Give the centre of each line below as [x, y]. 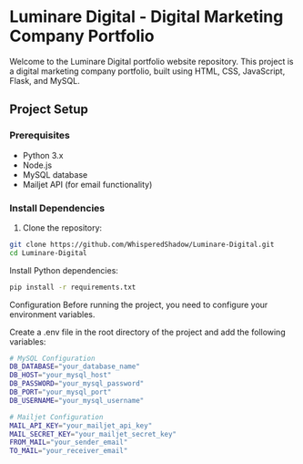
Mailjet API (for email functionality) [87, 184]
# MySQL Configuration [52, 358]
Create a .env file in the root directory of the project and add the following [147, 332]
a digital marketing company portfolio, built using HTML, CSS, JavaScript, [147, 71]
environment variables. [52, 314]
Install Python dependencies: [64, 270]
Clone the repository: [62, 227]
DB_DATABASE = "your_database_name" [75, 366]
